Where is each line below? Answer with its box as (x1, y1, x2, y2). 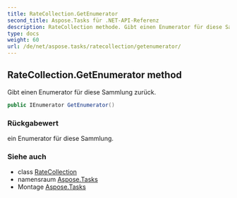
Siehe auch (7, 151, 47, 161)
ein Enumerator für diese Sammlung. (7, 134, 114, 142)
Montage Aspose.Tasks (17, 182, 86, 191)
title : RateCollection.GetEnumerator (7, 10, 119, 18)
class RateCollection (17, 168, 78, 176)
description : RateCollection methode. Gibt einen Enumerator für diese (7, 23, 222, 30)
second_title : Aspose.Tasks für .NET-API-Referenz (7, 17, 159, 24)
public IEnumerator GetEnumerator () (7, 101, 115, 109)
